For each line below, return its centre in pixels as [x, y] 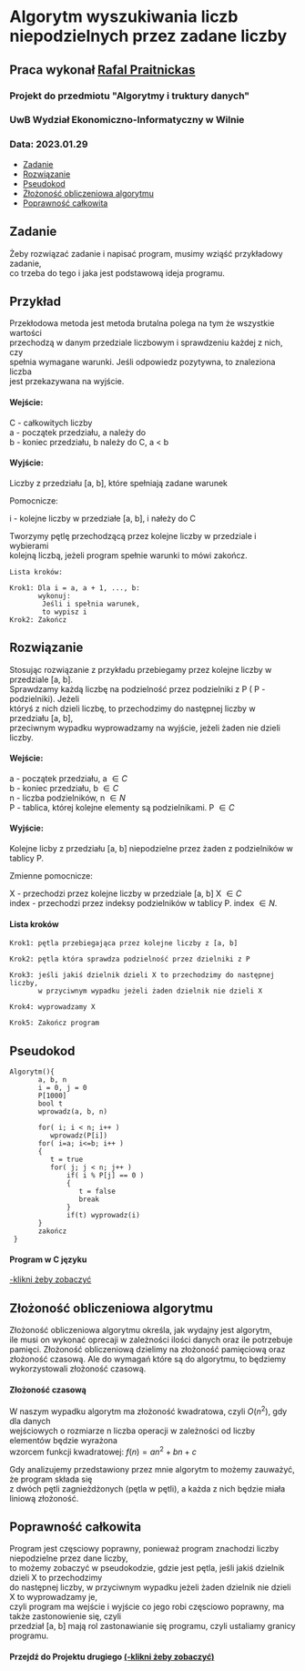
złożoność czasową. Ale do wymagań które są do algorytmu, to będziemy [148, 1359]
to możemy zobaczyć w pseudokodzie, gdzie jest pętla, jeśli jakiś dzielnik [147, 1568]
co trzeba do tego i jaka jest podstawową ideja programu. [117, 273]
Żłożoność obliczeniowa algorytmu [88, 193]
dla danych [30, 1421]
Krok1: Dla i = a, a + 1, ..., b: [75, 588]
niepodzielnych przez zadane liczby [148, 36]
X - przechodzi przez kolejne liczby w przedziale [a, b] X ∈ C [126, 893]
